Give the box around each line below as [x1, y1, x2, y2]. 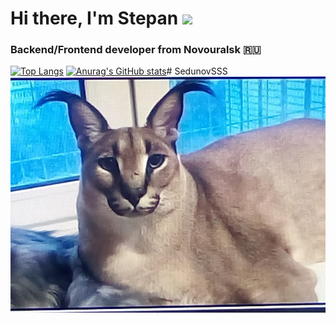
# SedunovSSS [166, 65, 228, 77]
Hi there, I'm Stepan [10, 7, 179, 30]
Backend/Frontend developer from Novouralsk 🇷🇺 [10, 43, 262, 57]
